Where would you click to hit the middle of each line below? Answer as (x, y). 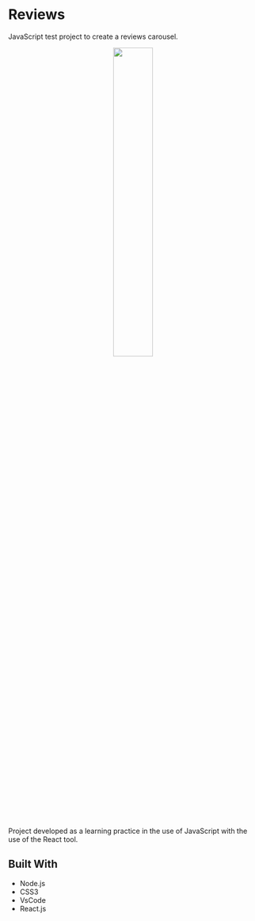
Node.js (32, 883)
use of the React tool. (43, 839)
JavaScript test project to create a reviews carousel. (93, 36)
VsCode (32, 900)
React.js (33, 908)
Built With (33, 864)
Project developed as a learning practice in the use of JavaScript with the (128, 831)
